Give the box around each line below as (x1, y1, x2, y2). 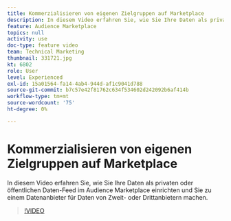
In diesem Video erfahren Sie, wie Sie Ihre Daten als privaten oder (7, 178, 194, 187)
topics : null (7, 29, 45, 36)
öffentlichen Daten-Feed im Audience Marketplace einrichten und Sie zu (7, 186, 212, 194)
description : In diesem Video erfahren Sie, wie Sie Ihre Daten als (7, 16, 208, 23)
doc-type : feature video (7, 42, 78, 49)
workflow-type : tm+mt (7, 93, 69, 100)
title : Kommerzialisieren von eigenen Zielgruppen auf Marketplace (7, 10, 205, 17)
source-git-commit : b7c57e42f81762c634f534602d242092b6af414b (7, 86, 189, 93)
